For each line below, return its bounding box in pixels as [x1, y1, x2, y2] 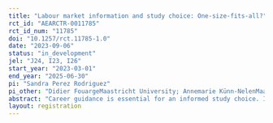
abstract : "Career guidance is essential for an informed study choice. [8, 95, 260, 103]
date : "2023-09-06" [8, 42, 75, 50]
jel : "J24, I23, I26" [8, 57, 82, 66]
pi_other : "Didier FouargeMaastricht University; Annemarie [8, 87, 217, 95]
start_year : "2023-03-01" [8, 65, 96, 73]
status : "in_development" [8, 49, 96, 57]
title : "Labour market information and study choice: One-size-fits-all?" [8, 11, 267, 20]
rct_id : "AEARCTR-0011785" [8, 19, 100, 28]
